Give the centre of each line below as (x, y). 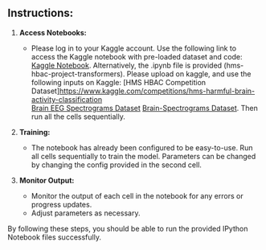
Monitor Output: (47, 180)
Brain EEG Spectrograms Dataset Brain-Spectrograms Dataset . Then (145, 108)
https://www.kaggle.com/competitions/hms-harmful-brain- (157, 91)
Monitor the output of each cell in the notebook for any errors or (137, 195)
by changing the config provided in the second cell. (117, 165)
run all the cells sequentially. (78, 117)
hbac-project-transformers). (78, 74)
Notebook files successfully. (55, 237)
